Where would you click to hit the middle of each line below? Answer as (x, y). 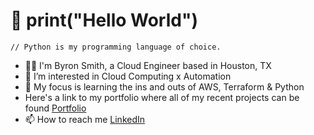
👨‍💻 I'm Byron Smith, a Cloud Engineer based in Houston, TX (148, 65)
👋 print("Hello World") (104, 20)
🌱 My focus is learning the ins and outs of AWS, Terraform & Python (164, 86)
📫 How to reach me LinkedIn (85, 119)
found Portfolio (55, 108)
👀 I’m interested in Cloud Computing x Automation (128, 76)
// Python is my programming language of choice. (116, 47)
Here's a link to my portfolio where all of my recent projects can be (162, 97)
